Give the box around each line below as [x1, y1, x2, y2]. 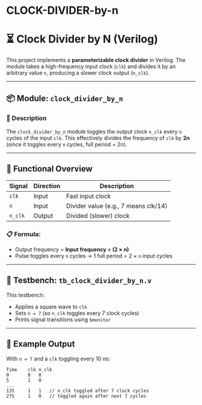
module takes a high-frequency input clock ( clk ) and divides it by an [6, 63, 176, 70]
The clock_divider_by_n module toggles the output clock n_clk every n [6, 128, 182, 135]
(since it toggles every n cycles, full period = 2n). [6, 140, 127, 148]
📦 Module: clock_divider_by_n [6, 93, 123, 103]
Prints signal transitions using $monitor [14, 316, 111, 323]
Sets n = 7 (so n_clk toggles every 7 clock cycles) [14, 309, 139, 316]
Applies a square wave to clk [14, 303, 87, 310]
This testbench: [6, 291, 45, 298]
